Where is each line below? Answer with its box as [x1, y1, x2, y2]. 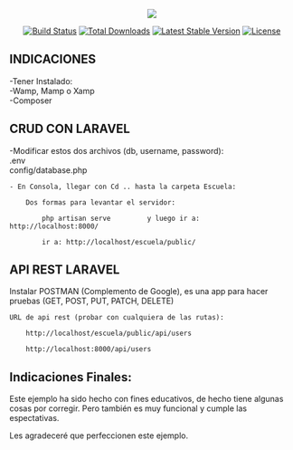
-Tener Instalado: [9, 75, 73, 86]
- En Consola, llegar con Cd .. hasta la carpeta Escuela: [9, 182, 237, 191]
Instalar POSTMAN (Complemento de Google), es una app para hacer [9, 286, 269, 297]
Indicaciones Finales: [9, 369, 133, 385]
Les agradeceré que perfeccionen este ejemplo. [9, 430, 189, 441]
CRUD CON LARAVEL [9, 121, 131, 137]
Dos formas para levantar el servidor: [25, 197, 176, 207]
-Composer [9, 95, 52, 106]
